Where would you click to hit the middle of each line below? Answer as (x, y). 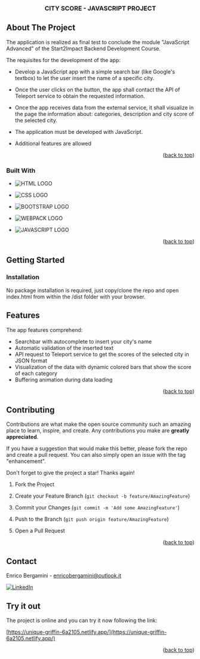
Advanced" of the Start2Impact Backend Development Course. (84, 48)
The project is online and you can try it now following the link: (82, 620)
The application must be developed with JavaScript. (79, 132)
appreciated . (22, 437)
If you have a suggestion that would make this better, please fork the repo (97, 449)
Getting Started (36, 260)
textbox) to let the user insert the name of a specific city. (84, 78)
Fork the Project (35, 484)
